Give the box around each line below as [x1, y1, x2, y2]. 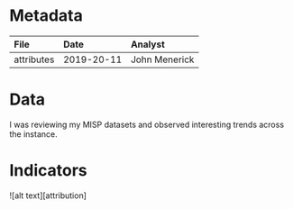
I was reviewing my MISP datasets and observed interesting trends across [9, 119, 285, 130]
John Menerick [130, 53, 195, 66]
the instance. [9, 128, 58, 140]
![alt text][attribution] [9, 190, 87, 201]
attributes [14, 53, 55, 66]
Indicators [9, 160, 87, 181]
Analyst [130, 38, 165, 50]
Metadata [9, 5, 83, 26]
